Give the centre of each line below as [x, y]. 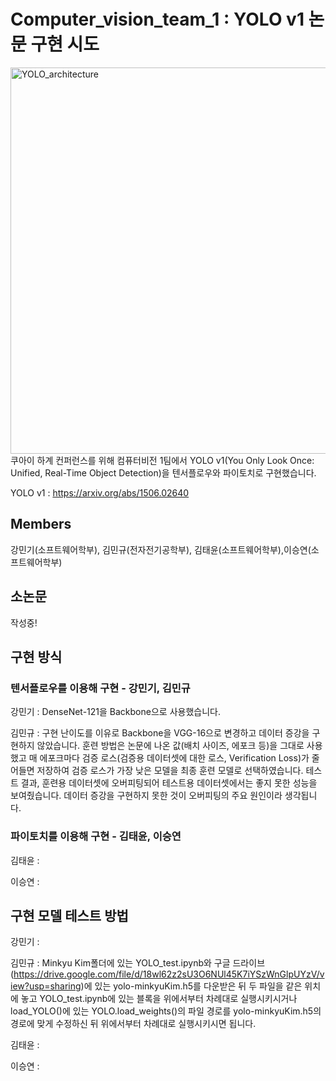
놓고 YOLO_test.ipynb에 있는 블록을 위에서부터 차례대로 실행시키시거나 [159, 999]
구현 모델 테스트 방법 [69, 915]
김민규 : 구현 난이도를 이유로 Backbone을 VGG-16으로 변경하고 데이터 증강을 [160, 733]
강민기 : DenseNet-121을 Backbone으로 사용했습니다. [115, 712]
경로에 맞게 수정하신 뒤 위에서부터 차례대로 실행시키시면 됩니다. [133, 1024]
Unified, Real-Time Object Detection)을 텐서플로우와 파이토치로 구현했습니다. [163, 472]
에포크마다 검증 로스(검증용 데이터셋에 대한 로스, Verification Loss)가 [174, 758]
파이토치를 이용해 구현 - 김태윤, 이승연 [96, 837]
